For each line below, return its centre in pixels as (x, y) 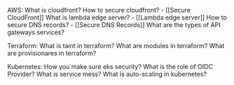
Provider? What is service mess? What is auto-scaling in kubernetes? (107, 74)
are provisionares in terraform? (52, 53)
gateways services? (36, 32)
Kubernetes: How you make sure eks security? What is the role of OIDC (110, 67)
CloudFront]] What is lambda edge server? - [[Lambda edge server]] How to (117, 17)
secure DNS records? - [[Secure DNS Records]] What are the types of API (114, 25)
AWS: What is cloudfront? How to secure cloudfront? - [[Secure (99, 10)
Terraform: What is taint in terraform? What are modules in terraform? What (116, 46)
